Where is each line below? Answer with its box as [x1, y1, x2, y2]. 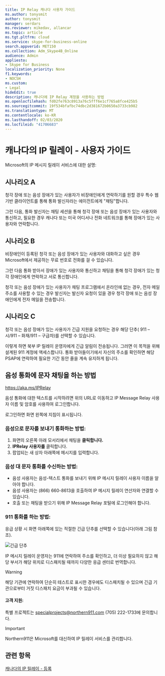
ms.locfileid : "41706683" [5, 122, 58, 127]
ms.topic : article [5, 30, 43, 35]
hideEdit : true [5, 90, 36, 95]
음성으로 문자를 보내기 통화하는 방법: [5, 425, 86, 432]
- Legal [5, 85, 21, 90]
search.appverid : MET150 [5, 44, 56, 49]
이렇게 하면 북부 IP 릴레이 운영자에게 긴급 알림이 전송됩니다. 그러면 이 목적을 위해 [5, 343, 160, 349]
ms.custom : [5, 80, 28, 85]
